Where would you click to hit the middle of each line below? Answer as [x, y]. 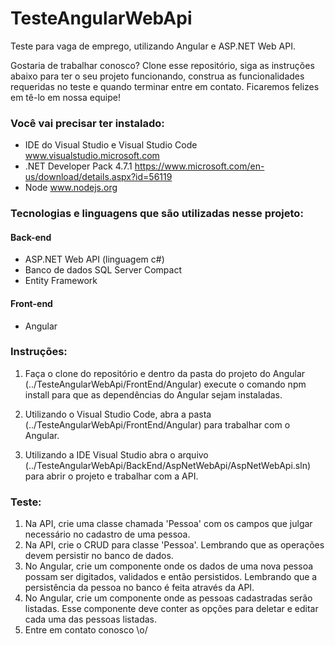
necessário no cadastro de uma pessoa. [107, 534]
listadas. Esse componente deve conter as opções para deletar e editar [171, 609]
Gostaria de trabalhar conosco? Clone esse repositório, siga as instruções [162, 65]
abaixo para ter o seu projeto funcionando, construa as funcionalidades [157, 76]
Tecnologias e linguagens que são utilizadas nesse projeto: [157, 214]
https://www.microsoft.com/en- [199, 166]
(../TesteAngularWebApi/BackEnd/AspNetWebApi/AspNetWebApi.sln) [168, 465]
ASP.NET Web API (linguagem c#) [94, 259]
